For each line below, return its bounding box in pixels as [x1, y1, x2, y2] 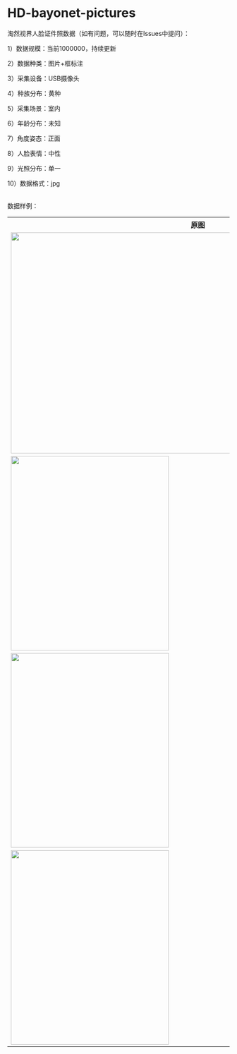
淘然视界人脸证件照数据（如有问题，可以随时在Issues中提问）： [7, 29, 190, 37]
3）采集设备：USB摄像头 [7, 74, 80, 83]
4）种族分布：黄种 [7, 89, 61, 97]
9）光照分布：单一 [7, 164, 61, 172]
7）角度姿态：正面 [7, 134, 61, 143]
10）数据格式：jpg [7, 178, 61, 188]
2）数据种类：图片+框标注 [7, 59, 83, 68]
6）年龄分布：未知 [7, 119, 61, 128]
